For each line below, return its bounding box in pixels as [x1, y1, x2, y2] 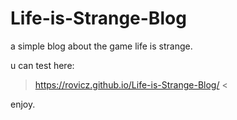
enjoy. [10, 98, 36, 110]
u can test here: [10, 59, 75, 71]
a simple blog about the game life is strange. [10, 40, 193, 52]
